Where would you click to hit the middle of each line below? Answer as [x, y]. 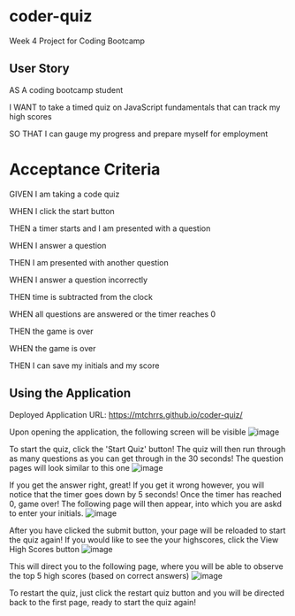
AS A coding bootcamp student [66, 89]
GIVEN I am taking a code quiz [64, 194]
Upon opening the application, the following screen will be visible [128, 432]
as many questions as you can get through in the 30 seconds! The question [147, 458]
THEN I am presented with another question [89, 262]
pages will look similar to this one [70, 467]
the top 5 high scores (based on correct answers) [99, 575]
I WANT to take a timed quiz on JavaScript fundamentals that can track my [145, 107]
